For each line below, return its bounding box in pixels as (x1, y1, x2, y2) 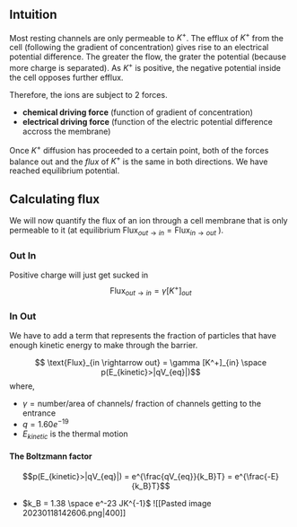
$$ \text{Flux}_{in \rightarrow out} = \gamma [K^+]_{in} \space (34, 357, 267, 368)
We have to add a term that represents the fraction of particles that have (9, 330, 276, 341)
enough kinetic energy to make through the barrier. (9, 340, 198, 351)
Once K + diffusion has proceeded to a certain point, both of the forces (9, 144, 269, 155)
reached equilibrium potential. (9, 165, 120, 176)
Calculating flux (9, 191, 100, 206)
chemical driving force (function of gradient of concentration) (22, 107, 254, 118)
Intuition (9, 7, 57, 22)
